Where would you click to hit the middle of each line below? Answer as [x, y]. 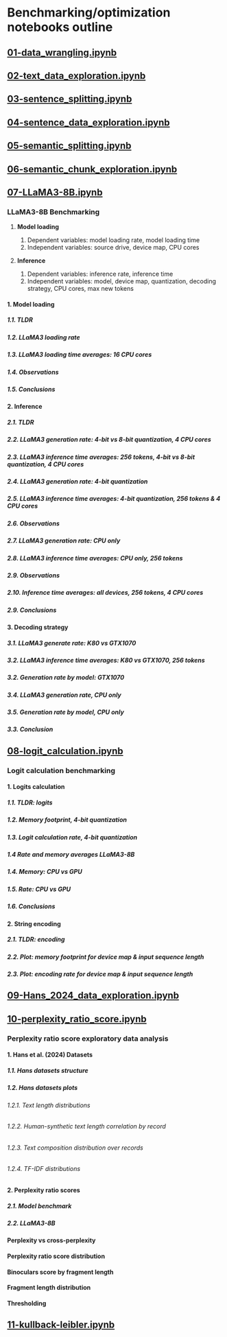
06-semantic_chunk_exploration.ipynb [92, 169]
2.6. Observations [34, 523]
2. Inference [25, 407]
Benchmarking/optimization [89, 13]
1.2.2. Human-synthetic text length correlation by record [87, 1126]
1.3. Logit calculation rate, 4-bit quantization [72, 837]
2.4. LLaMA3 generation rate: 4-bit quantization [77, 481]
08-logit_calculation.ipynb [65, 751]
